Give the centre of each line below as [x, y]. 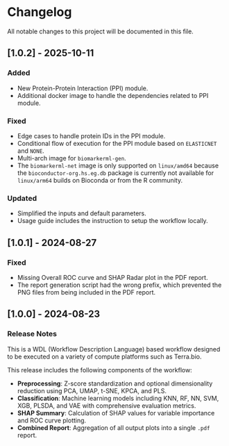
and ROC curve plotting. [52, 420]
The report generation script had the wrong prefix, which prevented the [119, 285]
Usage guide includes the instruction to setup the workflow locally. [112, 221]
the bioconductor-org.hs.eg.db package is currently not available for [115, 173]
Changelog [40, 12]
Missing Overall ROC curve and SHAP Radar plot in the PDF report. [112, 277]
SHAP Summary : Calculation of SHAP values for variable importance [116, 413]
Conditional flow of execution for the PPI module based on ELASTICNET [117, 143]
